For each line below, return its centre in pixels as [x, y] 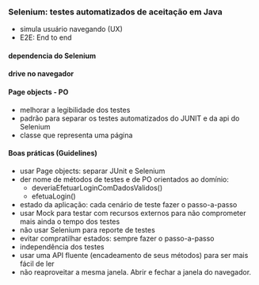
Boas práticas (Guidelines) [53, 153]
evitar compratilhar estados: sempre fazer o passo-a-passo [117, 238]
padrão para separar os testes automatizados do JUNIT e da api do [129, 118]
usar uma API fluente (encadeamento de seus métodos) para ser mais [134, 255]
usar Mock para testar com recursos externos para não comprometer [133, 213]
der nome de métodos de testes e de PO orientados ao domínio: [124, 179]
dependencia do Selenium [52, 56]
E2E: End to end [46, 37]
